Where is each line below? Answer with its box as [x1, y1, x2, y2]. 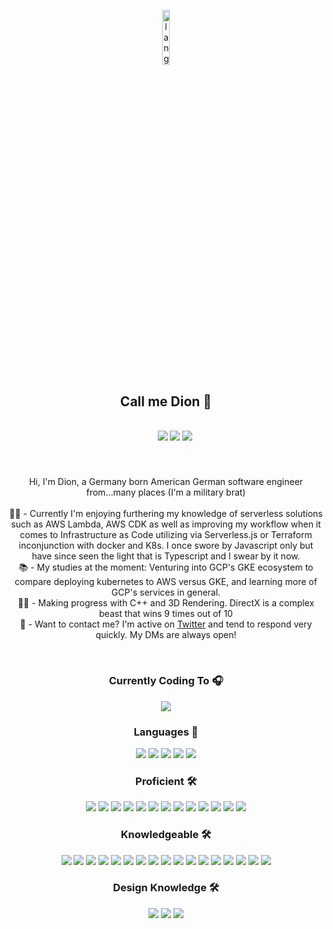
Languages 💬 [133, 725, 199, 739]
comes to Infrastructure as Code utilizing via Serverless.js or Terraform [19, 529, 313, 541]
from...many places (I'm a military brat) [86, 486, 246, 499]
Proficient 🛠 [135, 774, 197, 788]
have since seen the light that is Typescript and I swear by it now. [31, 550, 301, 562]
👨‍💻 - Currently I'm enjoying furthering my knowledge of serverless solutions [9, 508, 323, 520]
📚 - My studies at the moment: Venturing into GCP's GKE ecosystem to [18, 561, 314, 574]
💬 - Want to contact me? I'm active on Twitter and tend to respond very [19, 618, 313, 630]
